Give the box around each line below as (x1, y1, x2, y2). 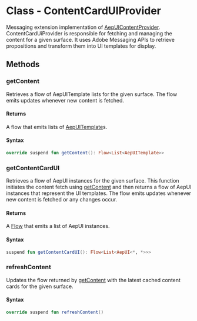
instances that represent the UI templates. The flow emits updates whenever (6, 190, 192, 197)
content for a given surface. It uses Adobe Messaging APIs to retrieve (6, 36, 175, 43)
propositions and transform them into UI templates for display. (6, 42, 156, 49)
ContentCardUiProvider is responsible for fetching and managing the (6, 29, 172, 37)
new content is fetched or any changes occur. (6, 196, 118, 203)
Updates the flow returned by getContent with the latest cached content (6, 276, 181, 283)
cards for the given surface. (6, 283, 74, 290)
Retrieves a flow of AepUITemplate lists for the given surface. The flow (6, 90, 178, 98)
